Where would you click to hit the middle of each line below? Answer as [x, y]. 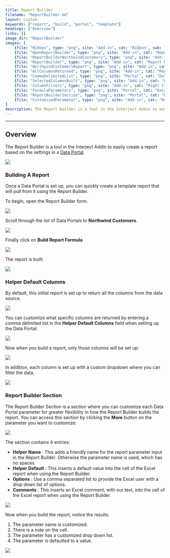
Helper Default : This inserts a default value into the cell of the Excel [84, 468]
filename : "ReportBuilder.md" [37, 15]
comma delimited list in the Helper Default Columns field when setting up [82, 323]
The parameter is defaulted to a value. [52, 540]
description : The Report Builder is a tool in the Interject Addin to [81, 109]
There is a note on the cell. [40, 530]
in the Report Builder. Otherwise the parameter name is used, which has [88, 457]
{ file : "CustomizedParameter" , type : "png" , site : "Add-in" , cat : [86, 100]
